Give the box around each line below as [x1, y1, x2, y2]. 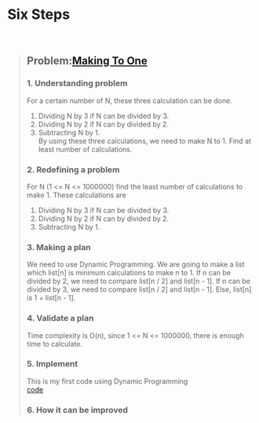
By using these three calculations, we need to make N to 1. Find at [38, 136, 252, 145]
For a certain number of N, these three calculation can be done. [26, 96, 232, 105]
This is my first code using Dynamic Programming [26, 376, 188, 386]
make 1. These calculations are [26, 190, 126, 200]
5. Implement [26, 359, 78, 370]
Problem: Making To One [26, 54, 148, 68]
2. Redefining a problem [26, 164, 120, 175]
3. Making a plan [26, 241, 91, 252]
